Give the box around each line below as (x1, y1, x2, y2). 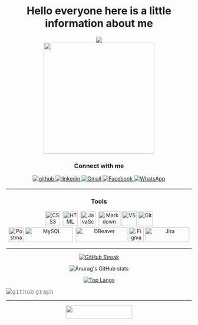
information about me (45, 17, 153, 30)
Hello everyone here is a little (26, 4, 172, 18)
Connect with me (74, 162, 124, 170)
